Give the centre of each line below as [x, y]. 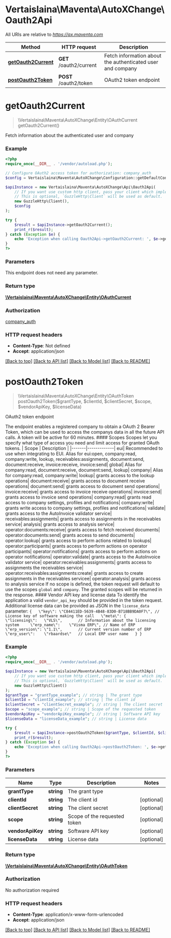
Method [31, 47]
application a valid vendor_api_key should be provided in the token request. [84, 600]
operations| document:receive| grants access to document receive [75, 481]
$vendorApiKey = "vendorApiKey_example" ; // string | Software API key [83, 714]
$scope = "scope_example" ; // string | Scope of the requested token [81, 709]
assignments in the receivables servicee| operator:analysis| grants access [83, 579]
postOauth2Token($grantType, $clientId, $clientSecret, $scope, [85, 402]
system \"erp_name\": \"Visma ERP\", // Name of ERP [70, 625]
